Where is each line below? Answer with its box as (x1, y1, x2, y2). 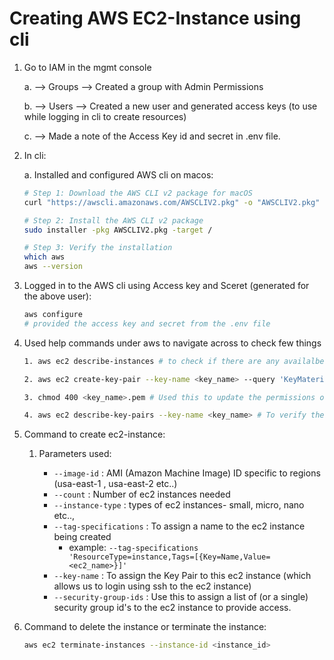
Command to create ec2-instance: (23, 428, 166, 441)
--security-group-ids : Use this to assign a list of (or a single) (53, 591, 309, 603)
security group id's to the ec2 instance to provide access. (53, 602, 292, 614)
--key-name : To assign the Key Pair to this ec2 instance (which (53, 570, 312, 582)
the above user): (23, 290, 92, 302)
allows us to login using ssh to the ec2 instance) (53, 580, 252, 592)
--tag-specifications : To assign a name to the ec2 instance (53, 520, 306, 532)
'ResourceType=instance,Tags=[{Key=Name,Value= (68, 552, 271, 562)
